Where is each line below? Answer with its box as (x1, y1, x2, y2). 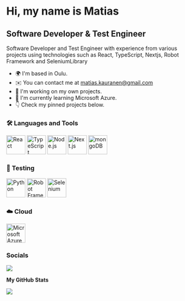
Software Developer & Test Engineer (6, 29, 146, 39)
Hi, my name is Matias (6, 4, 119, 18)
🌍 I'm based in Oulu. (15, 70, 68, 77)
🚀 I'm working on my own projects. (15, 88, 102, 95)
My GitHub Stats (6, 276, 49, 284)
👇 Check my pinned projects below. (15, 101, 105, 108)
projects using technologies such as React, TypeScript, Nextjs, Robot (6, 51, 179, 58)
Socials (6, 251, 29, 260)
